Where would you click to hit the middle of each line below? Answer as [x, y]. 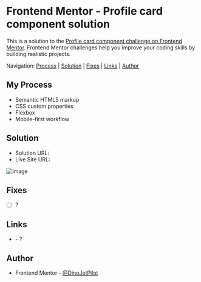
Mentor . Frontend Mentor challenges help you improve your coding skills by [101, 48]
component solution [58, 24]
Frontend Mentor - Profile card [84, 11]
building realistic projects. [39, 54]
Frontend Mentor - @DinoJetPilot [56, 273]
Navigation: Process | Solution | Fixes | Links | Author [73, 66]
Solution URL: [32, 153]
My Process [29, 85]
